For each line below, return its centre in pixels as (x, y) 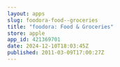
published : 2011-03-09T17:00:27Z (56, 53)
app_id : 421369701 (34, 40)
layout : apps (26, 14)
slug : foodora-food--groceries (53, 20)
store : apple (26, 33)
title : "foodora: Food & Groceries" (60, 27)
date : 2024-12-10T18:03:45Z (48, 46)
